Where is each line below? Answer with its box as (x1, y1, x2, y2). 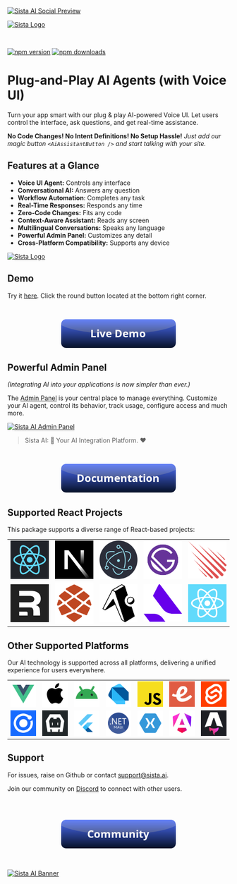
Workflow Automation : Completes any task (17, 193, 145, 202)
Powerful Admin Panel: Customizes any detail (17, 231, 152, 239)
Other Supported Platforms (7, 639, 129, 652)
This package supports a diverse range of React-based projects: (7, 526, 195, 534)
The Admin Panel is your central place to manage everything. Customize (7, 394, 217, 402)
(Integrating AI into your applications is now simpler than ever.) (7, 380, 190, 389)
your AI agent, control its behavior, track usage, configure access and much (7, 401, 228, 410)
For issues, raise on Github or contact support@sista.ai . (7, 770, 169, 779)
